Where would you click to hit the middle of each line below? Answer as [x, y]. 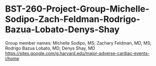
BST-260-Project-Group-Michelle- [77, 9]
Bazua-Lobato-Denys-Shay [62, 30]
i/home [12, 58]
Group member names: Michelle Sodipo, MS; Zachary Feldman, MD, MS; [78, 43]
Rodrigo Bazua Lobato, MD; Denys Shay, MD [50, 48]
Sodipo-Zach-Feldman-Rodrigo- [73, 19]
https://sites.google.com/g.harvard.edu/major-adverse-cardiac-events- [77, 53]
